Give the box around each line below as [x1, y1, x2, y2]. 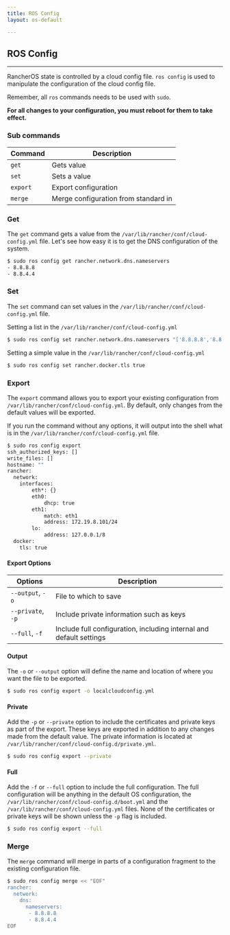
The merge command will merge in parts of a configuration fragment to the [7, 857, 216, 866]
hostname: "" [7, 461, 44, 468]
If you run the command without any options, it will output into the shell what [7, 422, 223, 430]
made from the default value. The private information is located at [7, 732, 193, 741]
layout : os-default [7, 16, 63, 23]
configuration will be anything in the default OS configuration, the [7, 790, 192, 798]
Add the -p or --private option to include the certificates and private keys [7, 718, 216, 726]
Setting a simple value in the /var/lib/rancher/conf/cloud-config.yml [7, 348, 205, 357]
